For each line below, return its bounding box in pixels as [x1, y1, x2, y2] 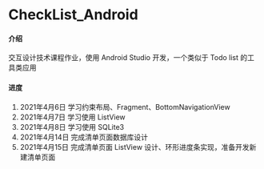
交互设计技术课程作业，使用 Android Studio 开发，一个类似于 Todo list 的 [8, 53, 248, 62]
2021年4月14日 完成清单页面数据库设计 [19, 132, 149, 142]
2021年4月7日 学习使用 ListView [19, 112, 126, 122]
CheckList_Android [8, 6, 138, 24]
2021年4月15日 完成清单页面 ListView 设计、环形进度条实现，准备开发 [19, 142, 250, 151]
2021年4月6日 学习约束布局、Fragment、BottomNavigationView [19, 102, 230, 111]
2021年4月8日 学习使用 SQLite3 [19, 122, 125, 131]
